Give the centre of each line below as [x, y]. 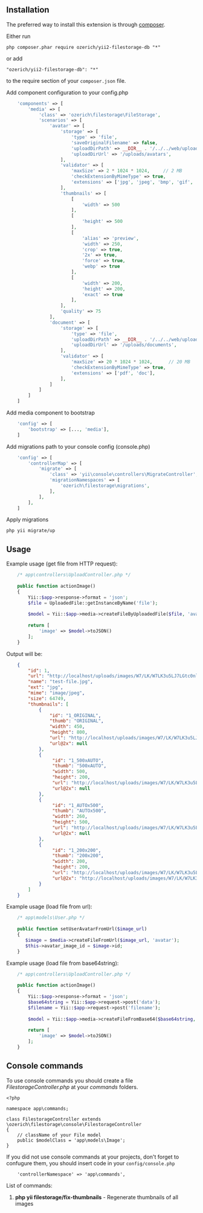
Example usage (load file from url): [49, 907]
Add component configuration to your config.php [67, 92]
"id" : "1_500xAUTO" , [78, 761]
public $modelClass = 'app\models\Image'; [71, 1140]
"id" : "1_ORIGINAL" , [75, 715]
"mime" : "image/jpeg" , [56, 693]
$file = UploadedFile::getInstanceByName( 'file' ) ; [93, 603]
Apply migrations [27, 520]
